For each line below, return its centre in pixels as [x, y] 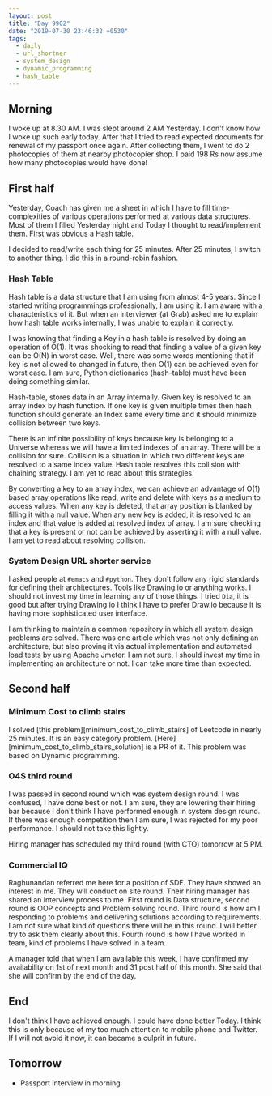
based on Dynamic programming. [64, 755]
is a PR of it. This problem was [196, 747]
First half [32, 188]
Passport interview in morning [70, 1083]
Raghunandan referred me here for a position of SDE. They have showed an [135, 883]
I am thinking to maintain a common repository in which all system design [131, 629]
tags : [17, 38]
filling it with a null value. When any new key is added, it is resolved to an [130, 514]
